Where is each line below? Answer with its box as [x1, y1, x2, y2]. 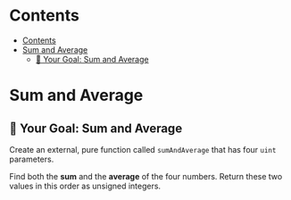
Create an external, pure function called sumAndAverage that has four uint [9, 144, 277, 154]
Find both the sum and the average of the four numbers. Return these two [9, 171, 283, 181]
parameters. [9, 154, 54, 164]
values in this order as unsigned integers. [9, 180, 162, 191]
